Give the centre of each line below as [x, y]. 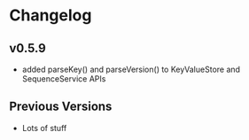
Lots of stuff [44, 128]
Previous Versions [61, 107]
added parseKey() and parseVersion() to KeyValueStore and [131, 69]
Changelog [51, 16]
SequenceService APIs [64, 79]
